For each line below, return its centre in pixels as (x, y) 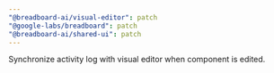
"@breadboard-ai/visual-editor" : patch (83, 17)
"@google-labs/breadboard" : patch (73, 26)
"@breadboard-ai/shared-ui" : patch (75, 34)
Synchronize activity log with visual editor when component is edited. (137, 60)
